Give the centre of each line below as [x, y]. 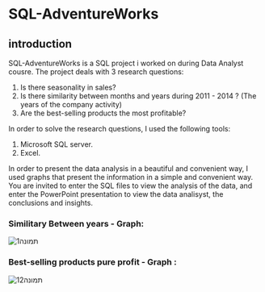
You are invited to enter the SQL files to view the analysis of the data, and [130, 186]
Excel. [30, 153]
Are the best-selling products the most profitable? [103, 113]
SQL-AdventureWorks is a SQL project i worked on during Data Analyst [126, 63]
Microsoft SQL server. [57, 144]
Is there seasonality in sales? [68, 87]
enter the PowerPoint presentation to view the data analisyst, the [116, 194]
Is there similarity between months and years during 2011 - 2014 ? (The [138, 96]
